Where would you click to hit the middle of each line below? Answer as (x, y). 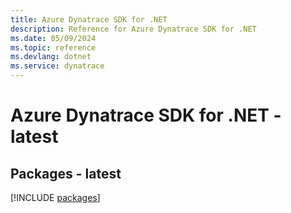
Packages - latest (66, 173)
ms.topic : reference (53, 47)
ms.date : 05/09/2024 (53, 38)
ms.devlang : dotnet (51, 57)
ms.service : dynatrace (57, 66)
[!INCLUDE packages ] (55, 197)
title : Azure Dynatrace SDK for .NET (89, 19)
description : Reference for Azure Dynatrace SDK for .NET (133, 29)
